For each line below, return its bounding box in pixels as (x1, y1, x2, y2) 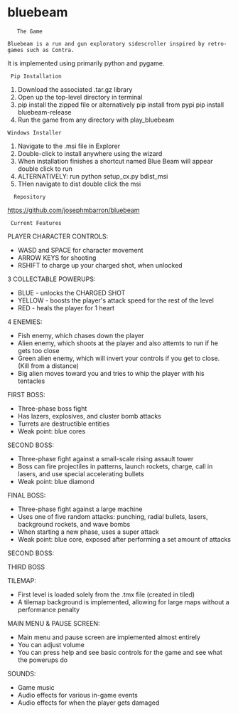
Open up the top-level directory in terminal (17, 93, 143, 101)
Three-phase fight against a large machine (17, 505, 143, 513)
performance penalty (17, 605, 80, 614)
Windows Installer (7, 129, 62, 136)
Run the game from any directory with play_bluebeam (17, 115, 175, 124)
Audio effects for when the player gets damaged (17, 698, 160, 707)
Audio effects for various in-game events (17, 691, 139, 699)
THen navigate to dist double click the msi (17, 179, 141, 188)
